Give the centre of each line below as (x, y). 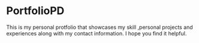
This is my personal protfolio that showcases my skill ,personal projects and (99, 27)
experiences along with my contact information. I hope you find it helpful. (97, 33)
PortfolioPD (35, 11)
